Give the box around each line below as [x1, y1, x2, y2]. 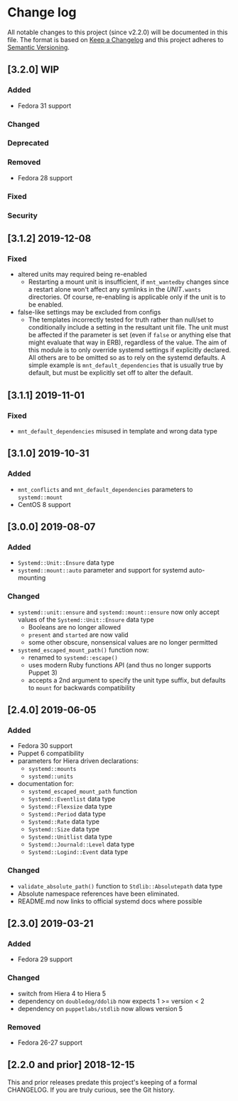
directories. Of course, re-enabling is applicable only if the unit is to [28, 293, 226, 302]
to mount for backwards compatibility [28, 683, 136, 692]
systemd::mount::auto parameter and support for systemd [17, 566, 188, 575]
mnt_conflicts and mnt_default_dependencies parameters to [17, 485, 193, 493]
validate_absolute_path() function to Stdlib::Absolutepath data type [17, 881, 223, 890]
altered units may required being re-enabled [17, 270, 147, 279]
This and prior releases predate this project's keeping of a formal [7, 1077, 198, 1086]
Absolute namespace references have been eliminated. [17, 889, 180, 898]
